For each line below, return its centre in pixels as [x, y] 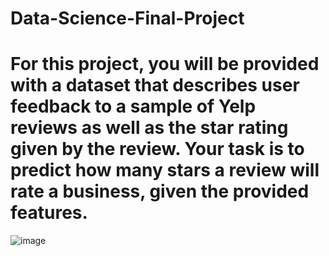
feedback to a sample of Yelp [133, 106]
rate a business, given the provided [160, 191]
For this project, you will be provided [165, 64]
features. [49, 213]
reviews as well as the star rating [149, 128]
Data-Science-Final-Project [127, 18]
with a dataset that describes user [155, 85]
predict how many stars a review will [165, 170]
